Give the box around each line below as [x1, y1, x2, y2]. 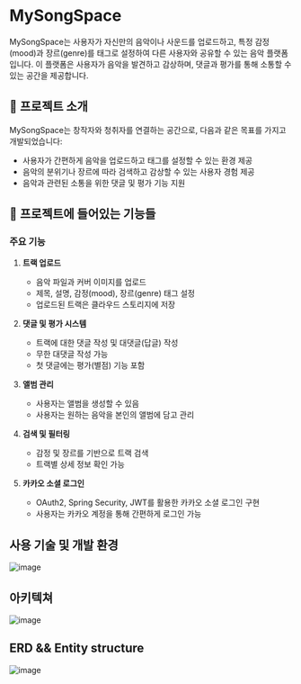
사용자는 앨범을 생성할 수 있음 [35, 398, 139, 409]
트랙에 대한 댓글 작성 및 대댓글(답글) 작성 [35, 337, 179, 348]
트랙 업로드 [22, 257, 61, 268]
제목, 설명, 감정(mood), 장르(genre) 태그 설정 [35, 288, 196, 299]
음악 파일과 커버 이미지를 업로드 [35, 276, 146, 288]
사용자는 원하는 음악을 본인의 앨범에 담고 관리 [35, 409, 195, 420]
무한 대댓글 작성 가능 [35, 348, 109, 360]
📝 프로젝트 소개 [9, 99, 88, 114]
